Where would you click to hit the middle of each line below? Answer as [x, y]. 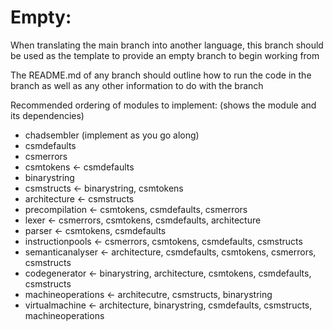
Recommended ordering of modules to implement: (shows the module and [163, 105]
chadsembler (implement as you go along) [112, 135]
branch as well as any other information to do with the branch [137, 85]
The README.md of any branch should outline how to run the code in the [161, 75]
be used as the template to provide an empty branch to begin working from [165, 55]
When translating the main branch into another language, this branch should [167, 45]
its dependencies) [47, 115]
